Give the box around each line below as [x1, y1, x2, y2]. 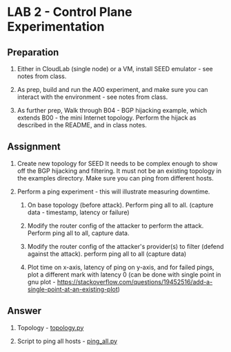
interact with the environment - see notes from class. [17, 93, 168, 101]
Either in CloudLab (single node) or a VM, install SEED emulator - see [17, 65, 214, 73]
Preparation [7, 46, 59, 58]
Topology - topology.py [17, 323, 84, 332]
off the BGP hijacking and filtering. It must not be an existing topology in [17, 167, 222, 175]
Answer [7, 305, 42, 317]
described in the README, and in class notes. [17, 121, 147, 129]
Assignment [7, 141, 61, 153]
